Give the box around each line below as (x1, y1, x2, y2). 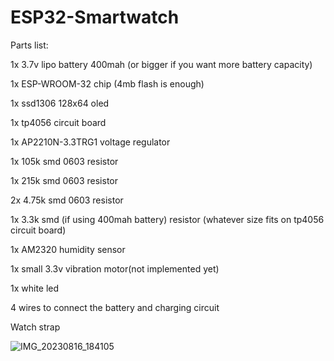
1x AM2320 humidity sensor (10, 243, 126, 255)
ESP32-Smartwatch (10, 6, 180, 29)
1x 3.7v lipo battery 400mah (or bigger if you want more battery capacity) (10, 58, 313, 70)
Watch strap (10, 321, 61, 333)
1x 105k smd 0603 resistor (10, 155, 119, 167)
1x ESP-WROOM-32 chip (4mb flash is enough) (10, 77, 205, 90)
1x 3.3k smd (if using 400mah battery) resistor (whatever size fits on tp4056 (10, 213, 325, 225)
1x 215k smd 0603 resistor (10, 174, 119, 186)
